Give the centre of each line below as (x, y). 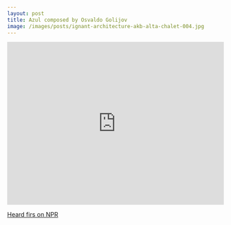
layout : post (26, 13)
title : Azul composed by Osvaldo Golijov (67, 20)
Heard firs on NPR (33, 215)
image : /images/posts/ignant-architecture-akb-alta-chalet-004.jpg (106, 26)
